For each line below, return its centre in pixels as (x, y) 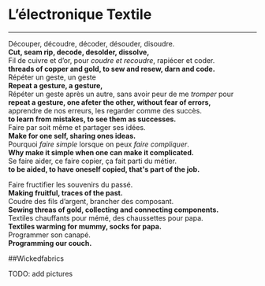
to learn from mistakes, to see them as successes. (92, 119)
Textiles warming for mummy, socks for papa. (85, 226)
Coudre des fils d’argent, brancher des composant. (91, 201)
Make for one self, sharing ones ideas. (72, 136)
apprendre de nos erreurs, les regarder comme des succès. (105, 110)
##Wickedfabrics (36, 258)
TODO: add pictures (41, 273)
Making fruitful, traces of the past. (66, 193)
